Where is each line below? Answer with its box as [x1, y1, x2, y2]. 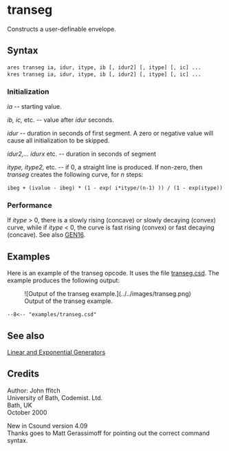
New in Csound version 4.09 [7, 421, 88, 430]
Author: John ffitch [7, 386, 61, 395]
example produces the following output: [7, 276, 120, 284]
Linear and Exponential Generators [7, 348, 106, 356]
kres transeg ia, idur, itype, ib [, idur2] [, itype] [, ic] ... [7, 71, 201, 78]
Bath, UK [7, 401, 32, 409]
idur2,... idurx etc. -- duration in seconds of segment [7, 150, 157, 158]
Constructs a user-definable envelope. [7, 25, 117, 33]
